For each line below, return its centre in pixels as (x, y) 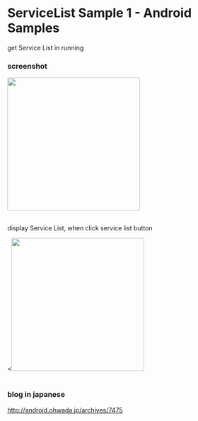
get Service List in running (46, 47)
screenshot (28, 66)
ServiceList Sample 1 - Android (100, 13)
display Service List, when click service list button (80, 228)
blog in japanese (36, 395)
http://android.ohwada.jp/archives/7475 (65, 410)
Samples (34, 28)
